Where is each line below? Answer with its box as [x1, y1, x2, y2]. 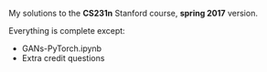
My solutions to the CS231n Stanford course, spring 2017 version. [8, 8, 258, 18]
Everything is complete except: [8, 26, 125, 36]
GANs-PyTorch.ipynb [21, 43, 102, 54]
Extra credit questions [21, 53, 105, 63]
